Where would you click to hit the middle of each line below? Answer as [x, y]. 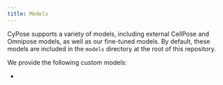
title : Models [28, 14]
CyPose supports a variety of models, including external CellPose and [108, 34]
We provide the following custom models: [67, 62]
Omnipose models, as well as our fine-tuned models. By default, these [109, 41]
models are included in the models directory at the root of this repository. [111, 48]
